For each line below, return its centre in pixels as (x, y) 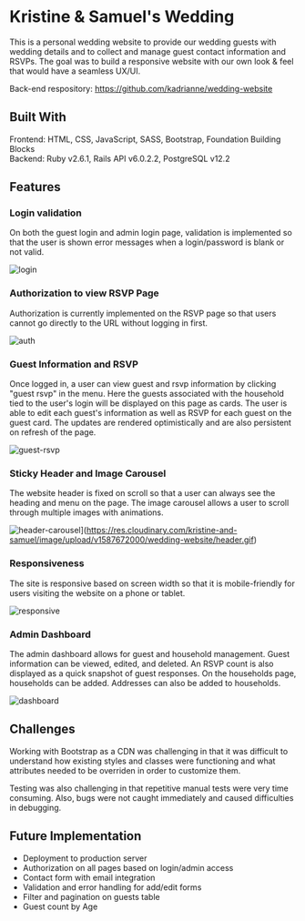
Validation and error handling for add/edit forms (112, 887)
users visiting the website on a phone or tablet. (97, 592)
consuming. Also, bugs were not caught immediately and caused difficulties (152, 797)
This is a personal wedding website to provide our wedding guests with (143, 42)
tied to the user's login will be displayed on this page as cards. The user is (148, 403)
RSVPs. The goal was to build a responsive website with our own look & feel (152, 61)
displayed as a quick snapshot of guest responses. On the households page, (153, 673)
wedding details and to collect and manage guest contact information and (148, 51)
